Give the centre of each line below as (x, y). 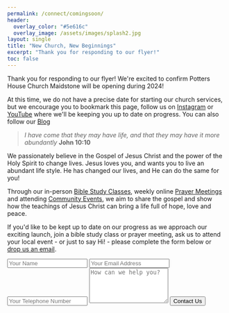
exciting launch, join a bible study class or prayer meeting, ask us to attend (114, 234)
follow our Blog (29, 121)
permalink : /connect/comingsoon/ (56, 14)
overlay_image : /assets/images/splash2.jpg (77, 33)
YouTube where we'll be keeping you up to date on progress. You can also (113, 114)
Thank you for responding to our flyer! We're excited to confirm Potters (109, 78)
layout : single (29, 40)
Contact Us (188, 301)
